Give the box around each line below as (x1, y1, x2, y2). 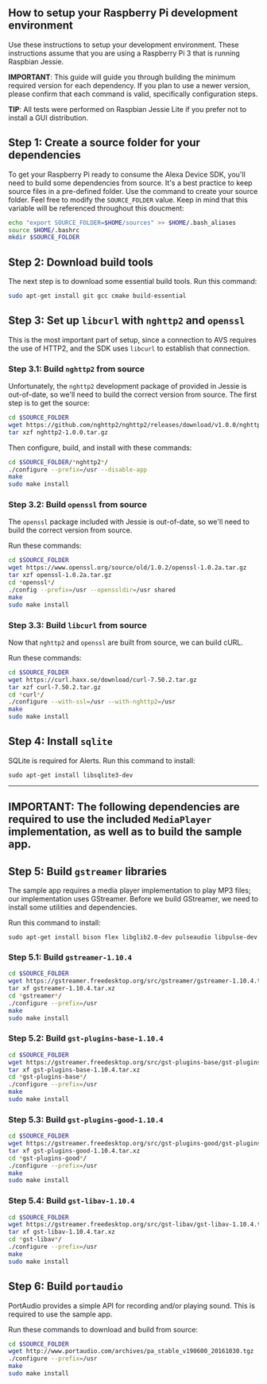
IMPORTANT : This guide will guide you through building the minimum (8, 72, 236, 82)
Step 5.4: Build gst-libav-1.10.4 (8, 1196, 135, 1207)
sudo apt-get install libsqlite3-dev (8, 771, 133, 779)
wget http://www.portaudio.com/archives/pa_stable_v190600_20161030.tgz (8, 1347, 254, 1355)
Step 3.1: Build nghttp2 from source (8, 363, 145, 374)
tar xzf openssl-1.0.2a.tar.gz (8, 572, 112, 580)
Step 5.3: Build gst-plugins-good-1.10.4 (8, 1114, 164, 1125)
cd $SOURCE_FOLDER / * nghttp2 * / (8, 458, 109, 466)
